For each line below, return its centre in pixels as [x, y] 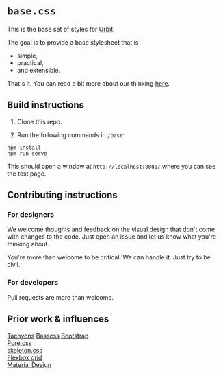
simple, [27, 56]
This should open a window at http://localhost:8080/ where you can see [112, 166]
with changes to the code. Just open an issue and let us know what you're [112, 237]
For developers [33, 283]
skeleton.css [25, 350]
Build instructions [45, 105]
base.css [32, 11]
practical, [30, 62]
